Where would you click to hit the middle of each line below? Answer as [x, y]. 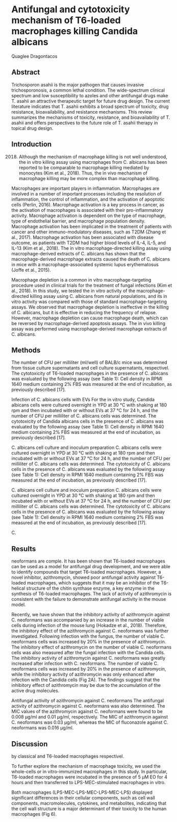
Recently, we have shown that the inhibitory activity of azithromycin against [91, 615]
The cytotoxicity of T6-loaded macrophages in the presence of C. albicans [90, 373]
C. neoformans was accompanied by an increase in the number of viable [88, 620]
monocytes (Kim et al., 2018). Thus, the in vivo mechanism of [83, 173]
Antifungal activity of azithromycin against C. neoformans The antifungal [88, 701]
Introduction [32, 144]
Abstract [26, 72]
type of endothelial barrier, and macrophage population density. [78, 221]
